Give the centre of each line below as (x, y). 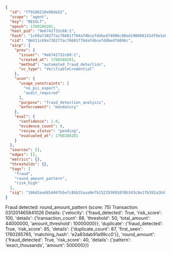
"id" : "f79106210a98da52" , (38, 12)
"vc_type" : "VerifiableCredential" (56, 69)
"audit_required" (42, 93)
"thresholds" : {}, (30, 164)
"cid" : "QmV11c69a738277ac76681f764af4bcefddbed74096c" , (72, 41)
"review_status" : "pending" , (50, 131)
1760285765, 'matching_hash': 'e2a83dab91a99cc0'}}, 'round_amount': (80, 234)
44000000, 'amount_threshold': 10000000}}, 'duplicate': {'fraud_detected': (84, 223)
